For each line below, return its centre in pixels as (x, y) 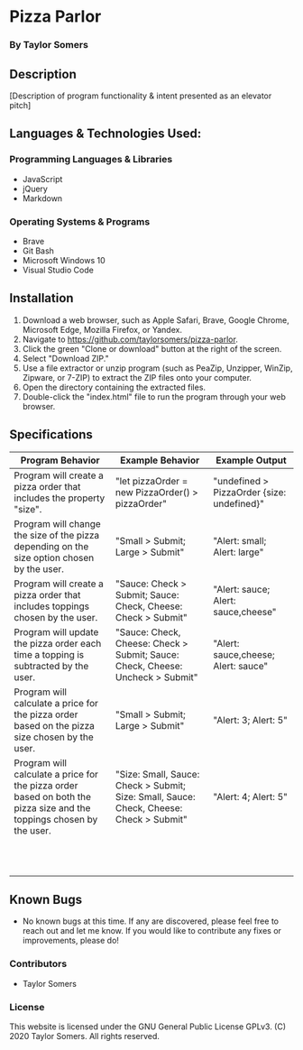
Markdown (42, 198)
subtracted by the (51, 666)
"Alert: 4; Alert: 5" (251, 797)
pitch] (20, 105)
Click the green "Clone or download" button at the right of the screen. (152, 348)
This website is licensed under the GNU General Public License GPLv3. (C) (148, 1027)
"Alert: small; (240, 540)
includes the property (60, 498)
